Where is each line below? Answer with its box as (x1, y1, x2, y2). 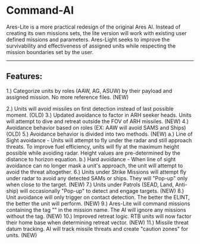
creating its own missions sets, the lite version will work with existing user (6, 29, 187, 36)
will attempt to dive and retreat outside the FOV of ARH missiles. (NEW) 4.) (6, 117, 189, 125)
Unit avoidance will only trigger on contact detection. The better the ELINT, (6, 193, 190, 201)
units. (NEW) (6, 232, 37, 239)
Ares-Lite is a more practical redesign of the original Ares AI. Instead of (6, 23, 181, 30)
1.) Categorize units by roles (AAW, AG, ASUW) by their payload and (6, 87, 173, 94)
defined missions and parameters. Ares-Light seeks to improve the (6, 36, 170, 43)
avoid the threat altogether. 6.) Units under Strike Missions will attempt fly (6, 168, 186, 176)
